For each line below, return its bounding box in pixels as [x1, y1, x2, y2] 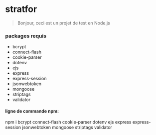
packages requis [5, 32, 46, 39]
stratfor [5, 3, 37, 15]
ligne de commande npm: [5, 108, 59, 114]
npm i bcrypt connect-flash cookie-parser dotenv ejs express [5, 119, 132, 125]
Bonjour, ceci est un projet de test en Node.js [17, 20, 111, 26]
